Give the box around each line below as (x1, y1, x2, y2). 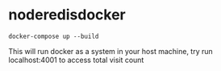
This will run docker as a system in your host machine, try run (8, 46, 214, 56)
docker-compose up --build (8, 32, 99, 40)
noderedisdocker (8, 6, 127, 24)
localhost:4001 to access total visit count (8, 55, 144, 65)
